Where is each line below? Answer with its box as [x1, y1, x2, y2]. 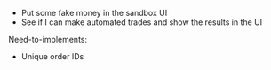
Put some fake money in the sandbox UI [20, 8, 168, 18]
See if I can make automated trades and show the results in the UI [20, 17, 263, 27]
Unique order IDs [20, 51, 84, 61]
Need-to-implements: [8, 35, 88, 44]
